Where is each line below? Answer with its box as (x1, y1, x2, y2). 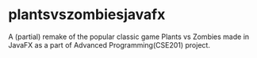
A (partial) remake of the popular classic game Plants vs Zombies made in (8, 32, 250, 41)
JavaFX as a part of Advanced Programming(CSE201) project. (8, 40, 210, 49)
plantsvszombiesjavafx (8, 6, 166, 24)
